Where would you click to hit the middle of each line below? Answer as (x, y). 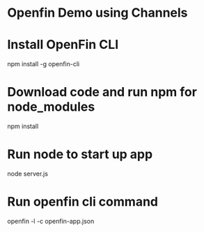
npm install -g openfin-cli (44, 64)
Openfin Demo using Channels (97, 13)
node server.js (28, 173)
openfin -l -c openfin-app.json (51, 221)
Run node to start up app (80, 154)
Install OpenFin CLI (63, 45)
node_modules (51, 107)
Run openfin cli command (83, 202)
